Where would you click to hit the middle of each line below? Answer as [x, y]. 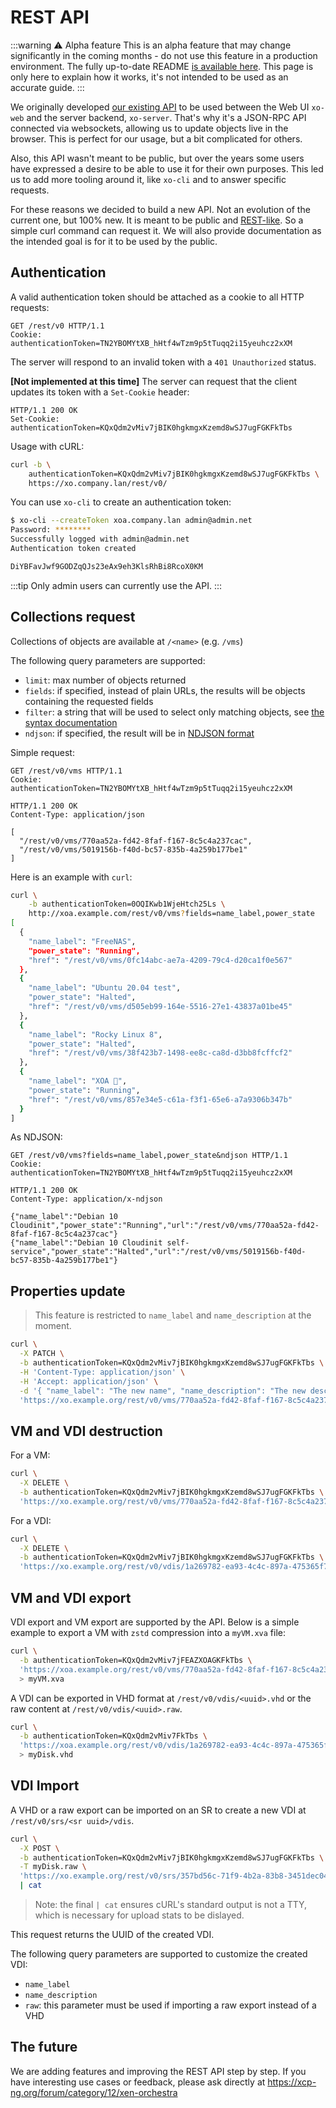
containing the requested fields [89, 701]
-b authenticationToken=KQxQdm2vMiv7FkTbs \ [113, 1736]
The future [44, 2047]
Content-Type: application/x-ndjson [86, 1199]
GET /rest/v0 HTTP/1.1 [57, 326]
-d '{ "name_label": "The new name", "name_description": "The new [163, 1391]
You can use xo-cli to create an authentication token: [121, 502]
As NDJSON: [36, 1137]
